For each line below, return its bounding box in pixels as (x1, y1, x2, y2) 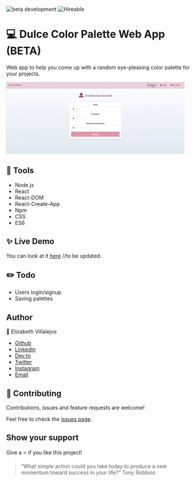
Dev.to (14, 352, 31, 359)
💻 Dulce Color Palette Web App (6, 27, 165, 41)
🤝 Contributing (6, 388, 62, 398)
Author (6, 312, 33, 322)
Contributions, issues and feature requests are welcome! (6, 404, 145, 411)
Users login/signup (14, 288, 61, 296)
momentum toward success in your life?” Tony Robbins (20, 469, 156, 476)
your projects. (6, 70, 40, 77)
